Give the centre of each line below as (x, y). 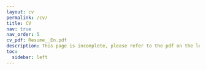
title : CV (19, 23)
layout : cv (20, 12)
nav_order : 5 (23, 35)
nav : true (19, 29)
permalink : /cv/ (27, 18)
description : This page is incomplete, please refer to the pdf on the (100, 46)
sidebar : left (30, 57)
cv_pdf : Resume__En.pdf (37, 40)
